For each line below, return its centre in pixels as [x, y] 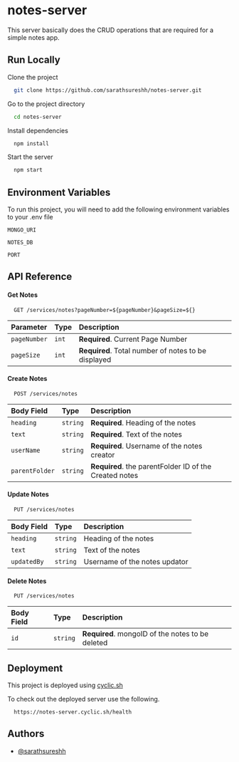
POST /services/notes [46, 394]
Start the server [30, 157]
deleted [95, 643]
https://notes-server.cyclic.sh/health [73, 712]
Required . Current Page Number [133, 339]
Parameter [29, 327]
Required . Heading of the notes [143, 422]
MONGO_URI [22, 230]
